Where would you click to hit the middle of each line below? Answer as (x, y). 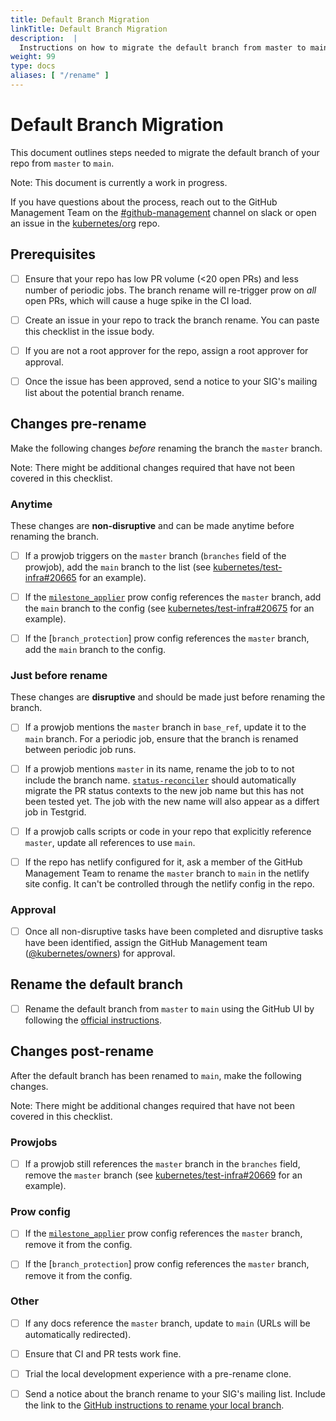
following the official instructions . (93, 1020)
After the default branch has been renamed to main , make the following (156, 1075)
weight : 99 (33, 57)
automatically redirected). (78, 1334)
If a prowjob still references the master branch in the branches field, (162, 1164)
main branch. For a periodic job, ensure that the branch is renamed (161, 738)
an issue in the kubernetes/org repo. (85, 223)
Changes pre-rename (78, 424)
